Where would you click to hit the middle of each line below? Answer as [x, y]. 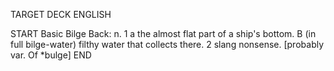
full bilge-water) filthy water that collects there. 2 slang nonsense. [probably [167, 44]
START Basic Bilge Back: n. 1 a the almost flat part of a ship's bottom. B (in [163, 33]
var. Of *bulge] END [51, 55]
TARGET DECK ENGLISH [61, 14]
